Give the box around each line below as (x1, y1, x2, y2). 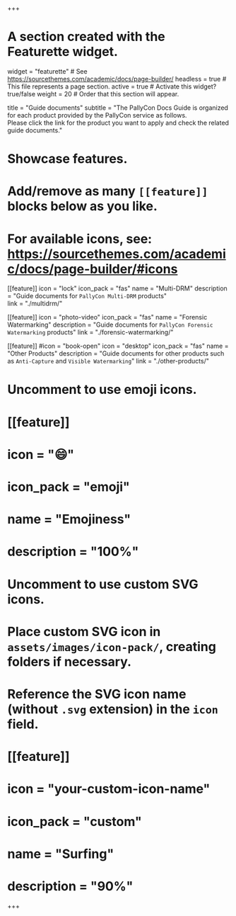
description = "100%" (7, 543, 139, 560)
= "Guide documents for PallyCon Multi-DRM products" (7, 292, 167, 300)
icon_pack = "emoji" (7, 479, 131, 494)
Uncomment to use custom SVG (7, 576, 199, 592)
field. (7, 716, 39, 732)
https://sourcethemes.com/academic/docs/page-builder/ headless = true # (7, 74, 227, 83)
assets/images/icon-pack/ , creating (7, 638, 217, 655)
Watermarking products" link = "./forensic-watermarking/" (7, 328, 174, 337)
